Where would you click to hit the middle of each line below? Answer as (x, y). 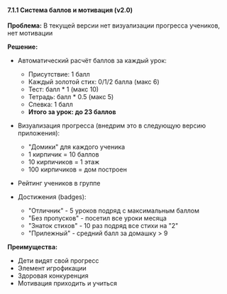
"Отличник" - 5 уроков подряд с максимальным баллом (114, 211)
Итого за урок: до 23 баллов (72, 112)
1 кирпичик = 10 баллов (63, 154)
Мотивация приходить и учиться (67, 283)
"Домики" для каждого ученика (77, 147)
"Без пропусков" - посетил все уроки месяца (97, 218)
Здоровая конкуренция (53, 276)
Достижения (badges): (52, 197)
